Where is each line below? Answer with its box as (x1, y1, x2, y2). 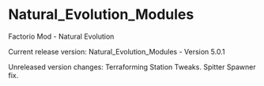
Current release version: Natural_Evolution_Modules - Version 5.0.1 (8, 47, 225, 56)
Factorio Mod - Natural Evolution (8, 32, 115, 41)
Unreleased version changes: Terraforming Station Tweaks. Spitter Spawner (8, 62, 256, 72)
